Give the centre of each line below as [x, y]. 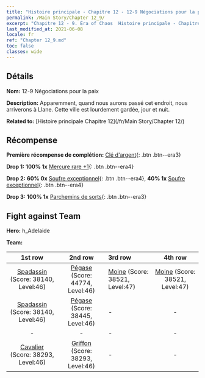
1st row [32, 258]
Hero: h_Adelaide [28, 231]
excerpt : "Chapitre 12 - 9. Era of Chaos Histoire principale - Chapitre [103, 23]
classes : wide [24, 52]
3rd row [120, 258]
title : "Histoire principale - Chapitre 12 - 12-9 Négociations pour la [101, 12]
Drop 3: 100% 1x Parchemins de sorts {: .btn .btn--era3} [77, 197]
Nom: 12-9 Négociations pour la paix [53, 91]
